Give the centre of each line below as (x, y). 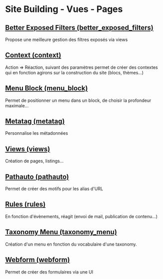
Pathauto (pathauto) (37, 176)
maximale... (17, 105)
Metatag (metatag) (35, 122)
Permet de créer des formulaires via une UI (49, 272)
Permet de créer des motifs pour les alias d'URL (54, 189)
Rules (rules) (25, 204)
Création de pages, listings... (34, 161)
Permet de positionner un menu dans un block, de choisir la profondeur (78, 100)
